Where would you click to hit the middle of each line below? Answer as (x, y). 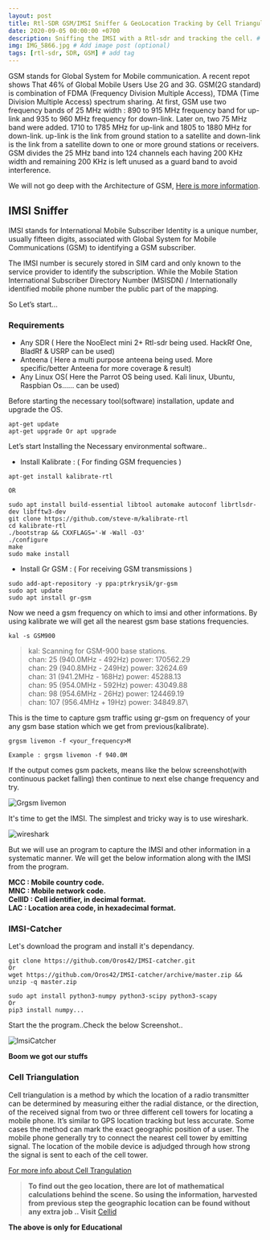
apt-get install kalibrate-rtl (61, 477)
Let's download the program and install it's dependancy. (101, 946)
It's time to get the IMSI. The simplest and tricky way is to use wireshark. (129, 818)
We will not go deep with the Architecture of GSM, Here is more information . (134, 185)
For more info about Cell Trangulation (70, 1170)
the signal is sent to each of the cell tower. (78, 1155)
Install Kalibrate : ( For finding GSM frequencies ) (101, 462)
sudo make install (39, 554)
